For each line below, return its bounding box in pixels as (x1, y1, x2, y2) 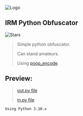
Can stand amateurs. (17, 50, 60, 56)
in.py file (17, 97, 35, 103)
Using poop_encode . (17, 60, 59, 66)
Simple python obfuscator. (17, 41, 71, 47)
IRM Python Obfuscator (5, 19, 78, 27)
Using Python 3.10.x (5, 106, 47, 111)
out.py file (17, 87, 38, 93)
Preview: (5, 74, 33, 83)
